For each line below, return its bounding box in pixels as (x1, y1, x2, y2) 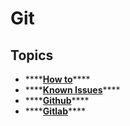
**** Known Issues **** (24, 84, 121, 96)
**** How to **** (24, 73, 91, 85)
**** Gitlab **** (24, 105, 87, 117)
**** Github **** (24, 95, 90, 106)
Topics (10, 47, 54, 64)
